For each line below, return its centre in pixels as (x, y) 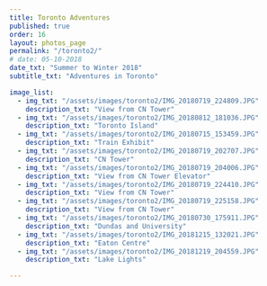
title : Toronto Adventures (60, 18)
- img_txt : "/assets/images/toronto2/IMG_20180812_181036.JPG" (138, 118)
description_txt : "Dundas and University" (106, 226)
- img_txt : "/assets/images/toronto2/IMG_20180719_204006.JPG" (138, 167)
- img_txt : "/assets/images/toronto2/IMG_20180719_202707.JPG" (138, 151)
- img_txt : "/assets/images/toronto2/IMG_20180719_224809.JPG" (138, 101)
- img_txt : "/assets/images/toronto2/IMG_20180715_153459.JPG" (138, 134)
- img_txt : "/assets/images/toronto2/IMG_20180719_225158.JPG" (138, 201)
